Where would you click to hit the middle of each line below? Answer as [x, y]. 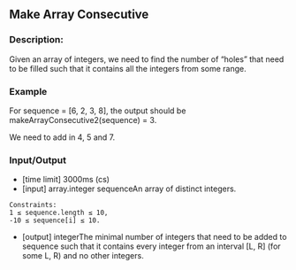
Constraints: [33, 205]
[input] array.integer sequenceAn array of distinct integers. [129, 189]
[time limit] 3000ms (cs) [66, 180]
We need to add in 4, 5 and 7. [62, 137]
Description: [36, 40]
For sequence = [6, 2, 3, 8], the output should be [98, 111]
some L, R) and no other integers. [83, 256]
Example [28, 91]
